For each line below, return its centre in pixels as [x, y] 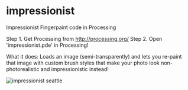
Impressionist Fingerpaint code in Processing [61, 27]
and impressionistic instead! [75, 69]
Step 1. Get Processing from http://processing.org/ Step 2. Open [84, 38]
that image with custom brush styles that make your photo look [83, 63]
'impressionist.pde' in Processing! [47, 45]
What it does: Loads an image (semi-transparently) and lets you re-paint [94, 56]
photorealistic [23, 69]
